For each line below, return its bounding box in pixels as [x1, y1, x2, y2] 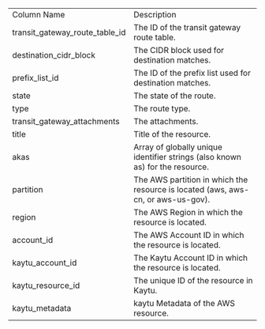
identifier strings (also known [133, 152, 242, 162]
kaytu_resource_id [12, 280, 80, 291]
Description [133, 9, 177, 20]
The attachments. [133, 116, 199, 127]
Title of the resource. [133, 129, 211, 139]
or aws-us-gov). [147, 194, 211, 205]
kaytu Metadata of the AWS [133, 298, 235, 308]
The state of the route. [133, 90, 216, 101]
